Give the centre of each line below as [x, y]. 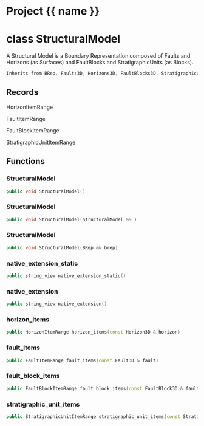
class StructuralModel [63, 39]
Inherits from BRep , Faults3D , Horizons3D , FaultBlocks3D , [83, 74]
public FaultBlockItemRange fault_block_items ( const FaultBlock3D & [95, 388]
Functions [26, 161]
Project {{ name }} [53, 11]
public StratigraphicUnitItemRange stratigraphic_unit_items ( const [93, 417]
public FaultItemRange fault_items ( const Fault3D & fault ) [83, 360]
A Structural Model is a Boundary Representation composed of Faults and [98, 56]
